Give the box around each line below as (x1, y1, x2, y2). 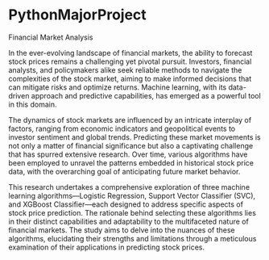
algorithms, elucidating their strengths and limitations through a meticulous (8, 233, 257, 243)
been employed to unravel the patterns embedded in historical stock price (8, 157, 254, 167)
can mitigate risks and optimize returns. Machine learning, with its (8, 82, 227, 92)
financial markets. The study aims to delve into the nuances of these (8, 224, 235, 235)
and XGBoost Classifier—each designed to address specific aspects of (8, 199, 244, 209)
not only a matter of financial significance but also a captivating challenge (8, 140, 254, 150)
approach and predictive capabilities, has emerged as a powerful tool (31, 90, 262, 100)
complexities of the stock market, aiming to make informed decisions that (8, 73, 252, 83)
